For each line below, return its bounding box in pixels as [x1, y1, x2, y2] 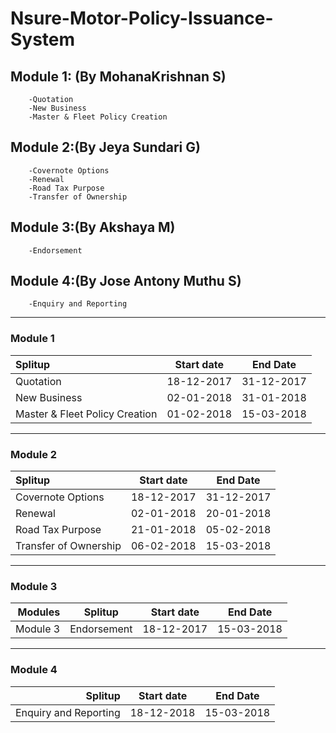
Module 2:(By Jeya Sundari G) [10, 139, 201, 156]
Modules [17, 605, 61, 619]
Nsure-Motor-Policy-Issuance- [10, 7, 274, 30]
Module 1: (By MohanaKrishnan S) [10, 68, 227, 85]
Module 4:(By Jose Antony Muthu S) [10, 273, 242, 290]
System [10, 28, 76, 51]
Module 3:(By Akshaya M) [10, 219, 176, 236]
